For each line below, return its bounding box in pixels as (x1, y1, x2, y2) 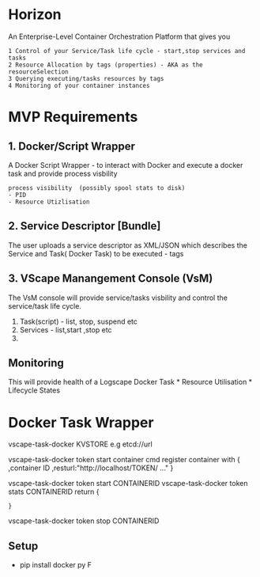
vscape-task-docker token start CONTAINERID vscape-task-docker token (8, 479, 248, 488)
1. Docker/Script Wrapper (8, 139, 136, 153)
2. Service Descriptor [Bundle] (8, 219, 161, 233)
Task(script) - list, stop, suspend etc (19, 317, 138, 326)
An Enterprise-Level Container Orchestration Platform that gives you (8, 32, 231, 41)
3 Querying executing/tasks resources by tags (8, 74, 164, 82)
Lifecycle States (8, 385, 61, 395)
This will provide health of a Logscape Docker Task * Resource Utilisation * (8, 378, 253, 387)
